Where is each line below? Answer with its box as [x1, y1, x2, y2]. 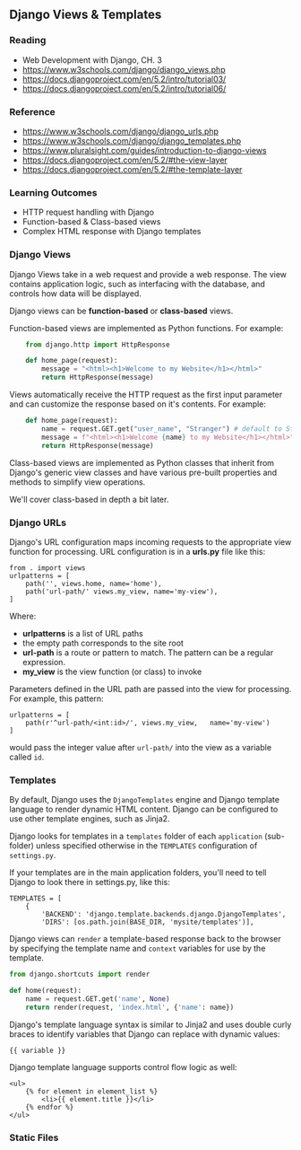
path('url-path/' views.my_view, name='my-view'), [25, 587, 219, 596]
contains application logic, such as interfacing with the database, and [9, 278, 266, 289]
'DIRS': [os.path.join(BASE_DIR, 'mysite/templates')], [41, 917, 254, 927]
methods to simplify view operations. [9, 476, 146, 487]
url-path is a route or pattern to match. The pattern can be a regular [21, 646, 274, 658]
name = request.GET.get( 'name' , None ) [25, 994, 170, 1004]
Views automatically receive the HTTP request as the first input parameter [9, 390, 283, 400]
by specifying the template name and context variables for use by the [9, 943, 266, 954]
